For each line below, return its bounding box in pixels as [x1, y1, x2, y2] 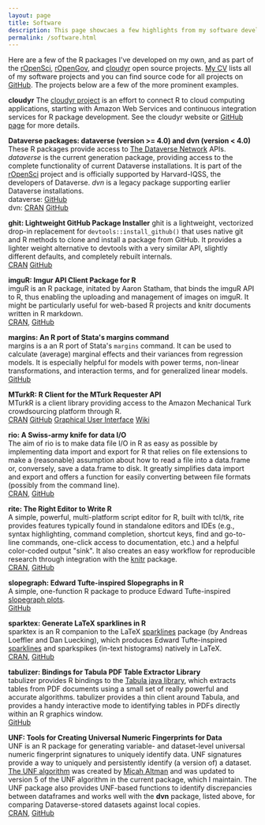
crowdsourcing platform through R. [8, 407, 122, 416]
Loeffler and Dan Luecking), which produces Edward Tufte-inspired [8, 636, 227, 645]
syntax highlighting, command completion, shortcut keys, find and [8, 529, 223, 539]
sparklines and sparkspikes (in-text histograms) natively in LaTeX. [8, 644, 222, 653]
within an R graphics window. [8, 709, 103, 719]
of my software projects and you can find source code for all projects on [8, 72, 244, 81]
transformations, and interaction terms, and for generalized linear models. [8, 366, 248, 375]
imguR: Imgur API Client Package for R [8, 275, 136, 285]
